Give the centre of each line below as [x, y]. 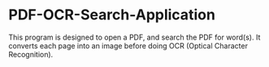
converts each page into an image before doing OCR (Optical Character [128, 45]
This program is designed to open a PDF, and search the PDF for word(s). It [134, 37]
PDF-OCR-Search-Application [112, 15]
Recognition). [31, 54]
